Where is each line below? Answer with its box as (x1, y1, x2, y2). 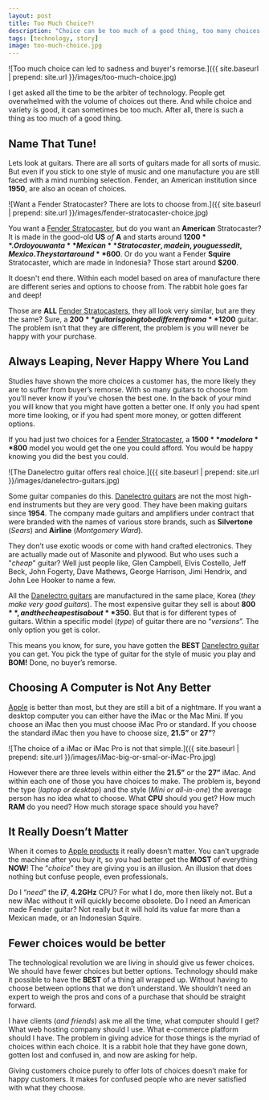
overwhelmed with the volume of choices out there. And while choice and (8, 96, 252, 106)
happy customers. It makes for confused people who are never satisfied (8, 1074, 247, 1084)
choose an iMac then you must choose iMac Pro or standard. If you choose (8, 719, 257, 729)
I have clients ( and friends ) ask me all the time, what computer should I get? (8, 1016, 259, 1026)
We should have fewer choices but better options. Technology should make (8, 967, 259, 976)
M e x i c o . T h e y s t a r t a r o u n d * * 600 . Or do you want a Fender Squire (8, 248, 231, 258)
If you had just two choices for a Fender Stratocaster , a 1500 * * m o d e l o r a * (8, 434, 259, 444)
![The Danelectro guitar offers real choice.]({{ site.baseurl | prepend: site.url (8, 467, 259, 477)
